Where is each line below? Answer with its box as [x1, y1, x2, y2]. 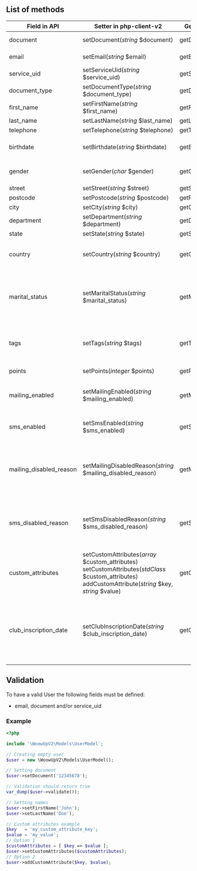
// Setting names [6, 799, 49, 805]
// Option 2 [6, 854, 35, 860]
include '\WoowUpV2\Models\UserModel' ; [6, 741, 104, 746]
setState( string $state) [82, 229, 145, 237]
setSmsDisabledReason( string [82, 515, 166, 523]
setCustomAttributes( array [82, 550, 157, 559]
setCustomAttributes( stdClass [82, 565, 166, 573]
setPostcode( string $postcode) [82, 193, 169, 201]
